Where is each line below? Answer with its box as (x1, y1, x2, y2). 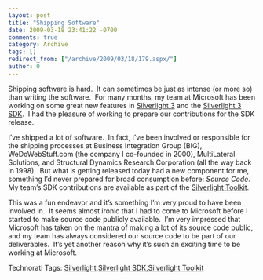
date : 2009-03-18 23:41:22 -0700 (8, 26, 118, 34)
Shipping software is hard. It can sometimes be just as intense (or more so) (8, 84, 253, 93)
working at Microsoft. (8, 248, 77, 257)
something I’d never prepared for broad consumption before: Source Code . (8, 174, 251, 184)
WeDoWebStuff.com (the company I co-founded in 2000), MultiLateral (8, 149, 236, 158)
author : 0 (8, 63, 41, 71)
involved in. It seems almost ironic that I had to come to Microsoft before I (8, 205, 248, 216)
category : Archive (8, 41, 68, 49)
